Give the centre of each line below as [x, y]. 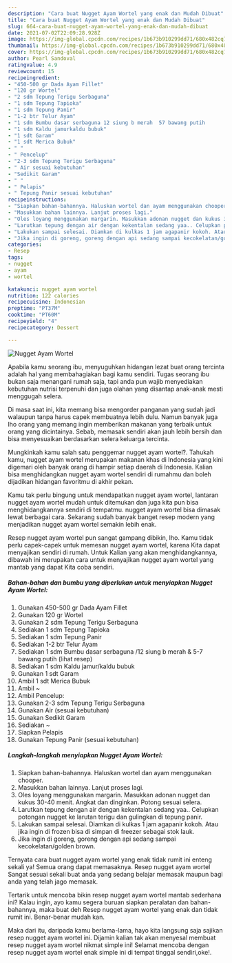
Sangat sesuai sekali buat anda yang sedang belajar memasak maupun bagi [115, 874]
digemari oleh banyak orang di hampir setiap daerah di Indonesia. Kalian [110, 467]
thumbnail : [23, 46]
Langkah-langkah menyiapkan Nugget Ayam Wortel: [85, 755]
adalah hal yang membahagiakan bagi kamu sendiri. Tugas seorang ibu [108, 374]
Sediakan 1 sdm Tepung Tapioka [63, 630]
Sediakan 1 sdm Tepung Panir [60, 636]
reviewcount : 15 [31, 71]
